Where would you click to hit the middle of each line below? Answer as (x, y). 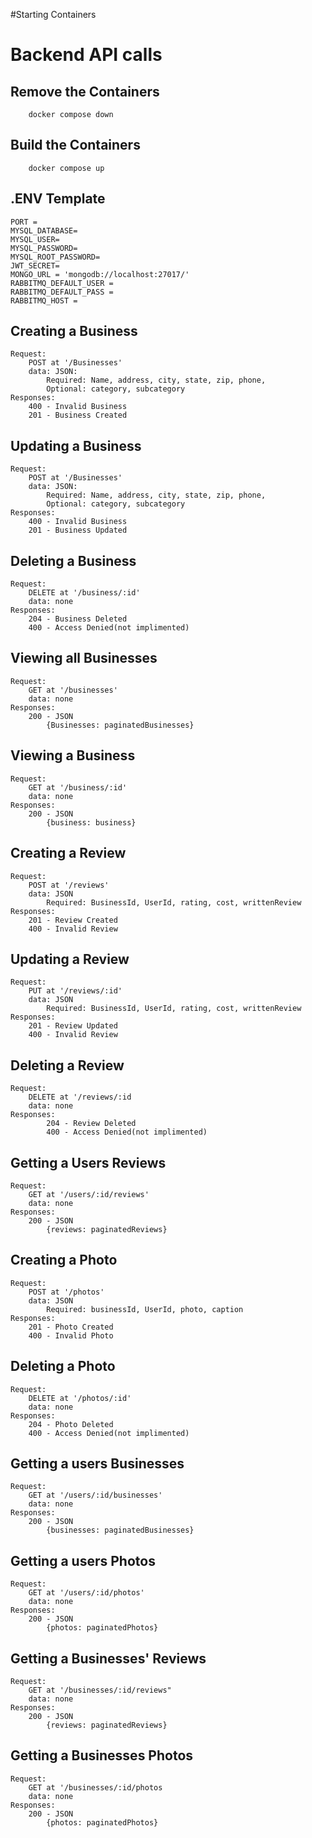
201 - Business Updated (78, 530)
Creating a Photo (64, 1260)
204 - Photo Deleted (71, 1424)
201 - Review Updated (73, 1026)
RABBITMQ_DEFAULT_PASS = (62, 292)
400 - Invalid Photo (71, 1335)
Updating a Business (76, 445)
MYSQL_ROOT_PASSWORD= (55, 257)
